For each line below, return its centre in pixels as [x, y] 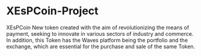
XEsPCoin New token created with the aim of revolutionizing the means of [98, 27]
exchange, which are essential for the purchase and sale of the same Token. [101, 46]
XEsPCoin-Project [52, 11]
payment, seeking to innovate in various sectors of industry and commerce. [100, 33]
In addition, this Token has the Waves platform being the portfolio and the [97, 40]
